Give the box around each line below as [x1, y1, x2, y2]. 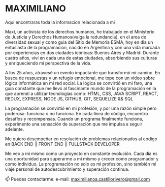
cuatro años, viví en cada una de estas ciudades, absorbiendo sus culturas [5, 55, 158, 61]
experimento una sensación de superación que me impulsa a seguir [5, 121, 143, 127]
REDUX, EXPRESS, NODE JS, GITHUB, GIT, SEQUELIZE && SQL [5, 95, 133, 101]
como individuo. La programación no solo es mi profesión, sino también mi [5, 161, 157, 167]
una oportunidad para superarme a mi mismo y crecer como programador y [5, 156, 159, 161]
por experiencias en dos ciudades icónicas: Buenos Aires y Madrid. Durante [5, 50, 159, 56]
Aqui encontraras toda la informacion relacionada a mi [5, 19, 115, 25]
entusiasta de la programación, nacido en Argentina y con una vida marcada [5, 44, 160, 50]
